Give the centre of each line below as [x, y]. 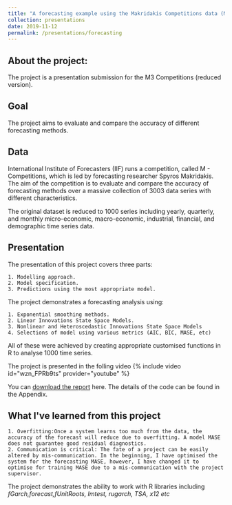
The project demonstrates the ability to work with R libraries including [106, 486]
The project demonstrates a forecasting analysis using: [86, 301]
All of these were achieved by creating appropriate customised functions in [114, 345]
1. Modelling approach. [42, 277]
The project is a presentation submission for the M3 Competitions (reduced [115, 77]
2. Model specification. [43, 283]
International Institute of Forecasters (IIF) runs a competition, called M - [109, 168]
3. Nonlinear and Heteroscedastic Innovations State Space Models [105, 326]
